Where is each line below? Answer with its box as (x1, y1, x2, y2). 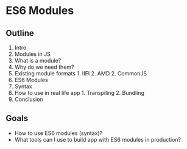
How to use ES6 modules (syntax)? (14, 129, 103, 137)
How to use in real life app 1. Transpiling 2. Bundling (14, 89, 144, 96)
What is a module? (14, 57, 62, 64)
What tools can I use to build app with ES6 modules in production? (14, 136, 182, 143)
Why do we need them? (14, 63, 74, 71)
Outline (5, 28, 34, 38)
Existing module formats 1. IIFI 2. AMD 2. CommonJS (14, 70, 147, 77)
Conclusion (14, 95, 43, 103)
